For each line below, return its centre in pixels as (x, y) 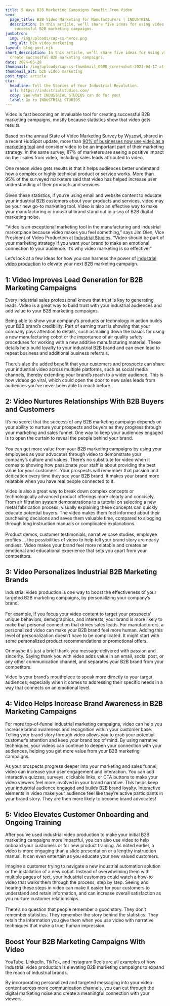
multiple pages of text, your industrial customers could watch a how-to (79, 877)
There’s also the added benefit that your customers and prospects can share (85, 364)
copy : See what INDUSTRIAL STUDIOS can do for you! (66, 95)
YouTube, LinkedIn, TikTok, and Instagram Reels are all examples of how (80, 962)
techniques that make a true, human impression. (55, 926)
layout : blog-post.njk (29, 48)
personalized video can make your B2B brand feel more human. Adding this (84, 630)
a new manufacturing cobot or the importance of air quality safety (74, 337)
